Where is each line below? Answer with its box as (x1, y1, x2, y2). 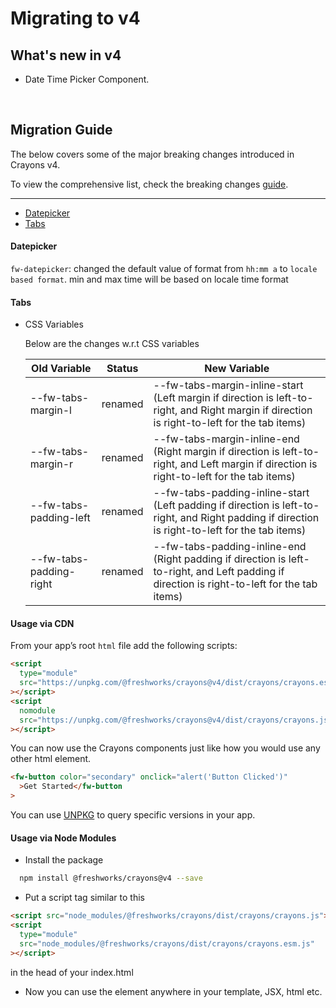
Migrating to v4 (10, 7, 141, 30)
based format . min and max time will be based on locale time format (10, 273, 289, 286)
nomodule (19, 705, 56, 716)
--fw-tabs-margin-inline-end (153, 432, 300, 446)
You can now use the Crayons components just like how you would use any (10, 742, 321, 754)
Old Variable (31, 362, 92, 376)
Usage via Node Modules (10, 832, 117, 844)
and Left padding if (195, 565, 285, 579)
